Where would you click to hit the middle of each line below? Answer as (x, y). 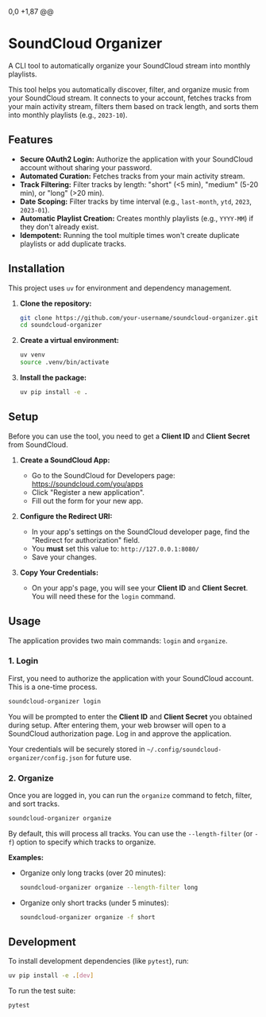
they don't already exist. (59, 227)
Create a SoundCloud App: (65, 460)
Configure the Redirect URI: (66, 516)
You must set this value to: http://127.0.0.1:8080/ (116, 548)
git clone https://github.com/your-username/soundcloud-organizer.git (139, 318)
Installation (37, 269)
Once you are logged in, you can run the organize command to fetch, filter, (130, 796)
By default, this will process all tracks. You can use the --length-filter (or (131, 833)
